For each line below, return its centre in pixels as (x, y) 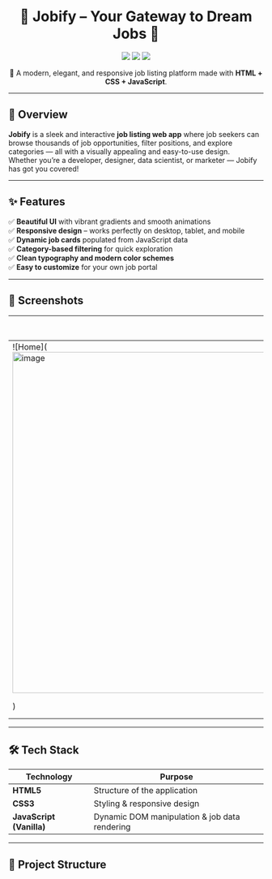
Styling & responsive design (147, 804)
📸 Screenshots (46, 300)
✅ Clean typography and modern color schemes (91, 258)
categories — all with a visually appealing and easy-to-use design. (119, 151)
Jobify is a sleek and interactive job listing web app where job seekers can (134, 134)
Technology (49, 777)
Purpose (176, 777)
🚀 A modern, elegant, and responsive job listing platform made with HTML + (136, 73)
